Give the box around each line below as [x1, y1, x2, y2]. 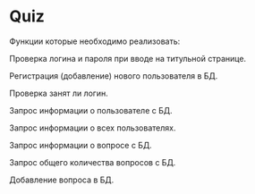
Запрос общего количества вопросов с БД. [9, 156, 176, 167]
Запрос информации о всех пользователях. [9, 122, 176, 133]
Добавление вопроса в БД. [9, 174, 115, 185]
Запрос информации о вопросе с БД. [9, 139, 152, 150]
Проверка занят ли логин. [9, 88, 109, 98]
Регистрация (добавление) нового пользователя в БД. [9, 70, 218, 81]
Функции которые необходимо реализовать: [9, 36, 181, 46]
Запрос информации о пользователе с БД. [9, 105, 173, 115]
